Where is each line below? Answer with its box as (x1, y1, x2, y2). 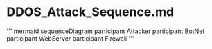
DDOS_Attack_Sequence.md (6, 4, 175, 20)
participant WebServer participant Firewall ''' (6, 34, 134, 42)
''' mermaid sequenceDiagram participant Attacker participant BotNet (6, 27, 205, 35)
